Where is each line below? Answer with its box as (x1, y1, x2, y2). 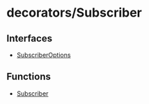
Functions (6, 71, 52, 83)
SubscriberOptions (16, 51, 71, 59)
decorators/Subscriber (6, 5, 142, 21)
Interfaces (6, 33, 53, 44)
